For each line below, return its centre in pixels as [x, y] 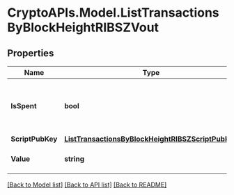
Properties [31, 53]
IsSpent [24, 106]
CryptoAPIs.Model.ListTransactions [113, 13]
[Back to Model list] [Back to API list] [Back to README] [87, 185]
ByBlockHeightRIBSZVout [83, 27]
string [74, 159]
